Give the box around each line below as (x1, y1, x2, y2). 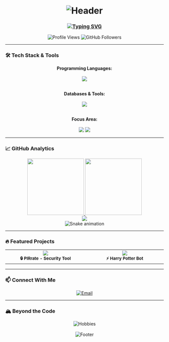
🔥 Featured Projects (5, 238, 55, 245)
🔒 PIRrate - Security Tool (20, 256, 71, 261)
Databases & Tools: (63, 90, 106, 96)
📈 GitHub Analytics (5, 145, 54, 152)
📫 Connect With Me (5, 277, 56, 284)
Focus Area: (71, 116, 98, 122)
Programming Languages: (57, 65, 112, 71)
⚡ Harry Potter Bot (106, 256, 143, 261)
